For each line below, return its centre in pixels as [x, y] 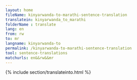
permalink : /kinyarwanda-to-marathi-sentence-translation [68, 48]
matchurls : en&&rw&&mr [30, 58]
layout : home [19, 10]
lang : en [15, 29]
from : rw [15, 34]
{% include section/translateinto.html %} [48, 72]
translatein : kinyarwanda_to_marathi [46, 19]
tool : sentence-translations [36, 53]
